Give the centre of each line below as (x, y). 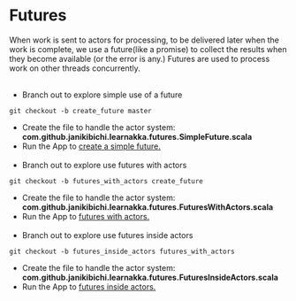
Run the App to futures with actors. (86, 216)
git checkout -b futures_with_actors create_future (106, 181)
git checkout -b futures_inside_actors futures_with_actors (122, 251)
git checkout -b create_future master (80, 111)
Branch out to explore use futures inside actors (107, 235)
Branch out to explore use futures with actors (104, 165)
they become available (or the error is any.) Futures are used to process (140, 58)
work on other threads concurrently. (75, 68)
